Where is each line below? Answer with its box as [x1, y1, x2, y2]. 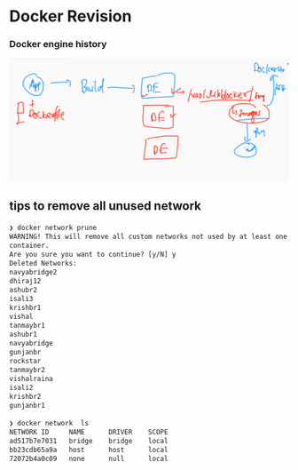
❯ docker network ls [9, 418, 90, 427]
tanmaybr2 [9, 365, 46, 374]
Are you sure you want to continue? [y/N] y [9, 250, 176, 259]
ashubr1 [9, 330, 38, 339]
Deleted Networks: [9, 259, 77, 267]
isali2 [9, 383, 34, 392]
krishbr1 [9, 303, 42, 312]
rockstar [9, 356, 42, 365]
